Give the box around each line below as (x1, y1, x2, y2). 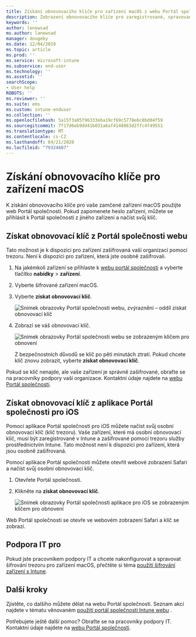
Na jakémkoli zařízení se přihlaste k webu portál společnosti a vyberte (14, 264, 183, 271)
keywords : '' (6, 19, 38, 25)
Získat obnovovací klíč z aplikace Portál (6, 398, 153, 407)
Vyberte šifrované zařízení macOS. (14, 282, 99, 289)
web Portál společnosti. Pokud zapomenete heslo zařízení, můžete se (6, 208, 173, 215)
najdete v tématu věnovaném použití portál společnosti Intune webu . (6, 607, 172, 614)
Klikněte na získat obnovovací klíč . (14, 488, 100, 495)
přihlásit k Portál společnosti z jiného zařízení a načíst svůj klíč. (6, 214, 157, 221)
